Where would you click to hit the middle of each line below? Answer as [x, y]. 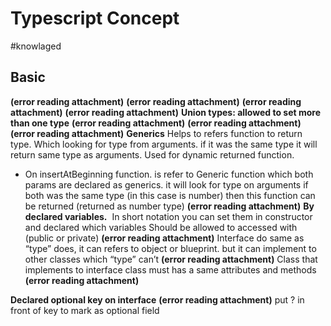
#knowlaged [36, 46]
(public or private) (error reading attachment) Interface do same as [164, 238]
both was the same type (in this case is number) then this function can [170, 195]
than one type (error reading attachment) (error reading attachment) [156, 123]
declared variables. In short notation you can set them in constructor [168, 216]
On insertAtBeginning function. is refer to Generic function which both [169, 174]
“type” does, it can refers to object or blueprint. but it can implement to [170, 248]
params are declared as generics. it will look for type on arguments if [166, 184]
